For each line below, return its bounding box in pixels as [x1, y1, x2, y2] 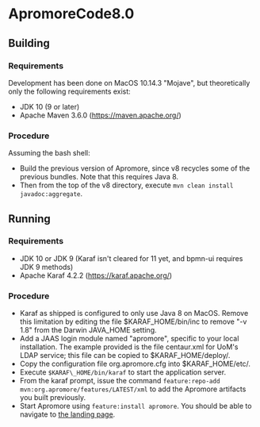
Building [8, 37, 50, 50]
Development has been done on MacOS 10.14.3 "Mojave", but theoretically [8, 78, 250, 87]
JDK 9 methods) [19, 262, 74, 271]
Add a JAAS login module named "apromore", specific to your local [19, 334, 239, 344]
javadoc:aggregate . [19, 189, 83, 198]
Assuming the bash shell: [8, 148, 90, 158]
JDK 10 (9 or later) [19, 102, 80, 111]
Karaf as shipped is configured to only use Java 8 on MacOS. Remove [19, 309, 249, 318]
